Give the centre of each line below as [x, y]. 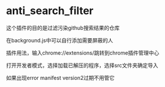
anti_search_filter [50, 11]
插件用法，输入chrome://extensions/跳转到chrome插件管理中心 [82, 53]
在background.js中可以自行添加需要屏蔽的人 [60, 40]
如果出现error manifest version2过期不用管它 [60, 78]
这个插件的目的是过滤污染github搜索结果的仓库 [63, 28]
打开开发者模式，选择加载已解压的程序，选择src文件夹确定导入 [82, 65]
